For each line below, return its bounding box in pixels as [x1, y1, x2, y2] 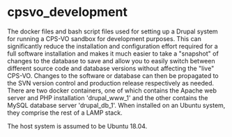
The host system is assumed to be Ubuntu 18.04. [7, 122, 148, 130]
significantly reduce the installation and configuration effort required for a [7, 42, 218, 50]
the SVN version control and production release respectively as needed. [7, 79, 215, 87]
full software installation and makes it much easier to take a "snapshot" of [7, 49, 219, 58]
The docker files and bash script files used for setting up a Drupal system [7, 27, 218, 35]
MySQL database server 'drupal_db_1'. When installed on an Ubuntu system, [7, 101, 226, 109]
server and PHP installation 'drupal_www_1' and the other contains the [7, 93, 208, 102]
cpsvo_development [7, 4, 127, 20]
